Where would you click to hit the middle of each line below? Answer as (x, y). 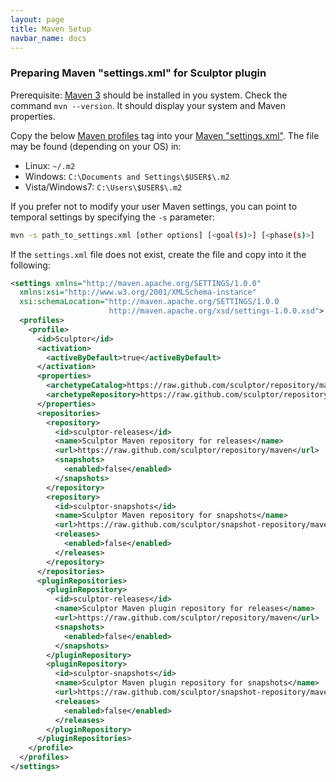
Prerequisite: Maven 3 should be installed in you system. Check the (149, 95)
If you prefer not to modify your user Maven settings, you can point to (154, 206)
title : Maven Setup (51, 29)
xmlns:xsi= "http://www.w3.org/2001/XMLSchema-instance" (138, 292)
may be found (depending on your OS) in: (96, 146)
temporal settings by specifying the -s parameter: (112, 217)
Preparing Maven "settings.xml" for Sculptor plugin (138, 73)
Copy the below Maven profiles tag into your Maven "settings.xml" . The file (165, 135)
